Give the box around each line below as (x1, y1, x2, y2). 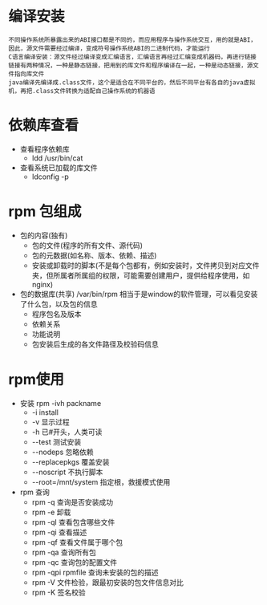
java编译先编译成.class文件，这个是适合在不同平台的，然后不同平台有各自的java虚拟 (8, 78, 256, 87)
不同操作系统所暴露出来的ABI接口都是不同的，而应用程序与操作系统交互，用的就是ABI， (8, 35, 257, 44)
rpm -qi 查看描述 (31, 527, 87, 537)
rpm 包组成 (8, 202, 82, 221)
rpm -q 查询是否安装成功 (31, 497, 114, 506)
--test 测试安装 (31, 436, 82, 446)
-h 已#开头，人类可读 (31, 427, 103, 436)
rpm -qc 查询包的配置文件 (31, 557, 118, 566)
